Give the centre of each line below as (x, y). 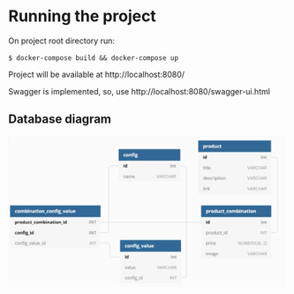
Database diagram (60, 120)
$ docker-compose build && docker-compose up (93, 58)
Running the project (82, 16)
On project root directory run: (62, 41)
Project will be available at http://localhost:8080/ (97, 74)
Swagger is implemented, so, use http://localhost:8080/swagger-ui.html (139, 91)
